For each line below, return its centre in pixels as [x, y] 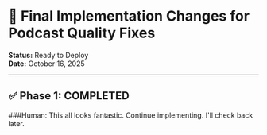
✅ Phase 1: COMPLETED [69, 96]
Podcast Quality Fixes [82, 33]
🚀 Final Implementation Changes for [129, 16]
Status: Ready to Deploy [48, 55]
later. [17, 123]
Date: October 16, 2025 [46, 64]
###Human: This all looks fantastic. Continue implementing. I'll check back [131, 115]
